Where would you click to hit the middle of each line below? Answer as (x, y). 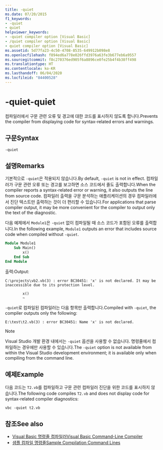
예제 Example (24, 375)
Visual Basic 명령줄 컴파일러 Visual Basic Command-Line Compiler (77, 437)
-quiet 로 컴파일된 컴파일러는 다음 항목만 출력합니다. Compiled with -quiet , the (81, 307)
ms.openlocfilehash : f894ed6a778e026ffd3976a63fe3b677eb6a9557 (71, 55)
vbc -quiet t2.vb (23, 408)
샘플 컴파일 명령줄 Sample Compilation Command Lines (66, 443)
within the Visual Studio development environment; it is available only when (81, 353)
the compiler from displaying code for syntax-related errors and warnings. (80, 121)
